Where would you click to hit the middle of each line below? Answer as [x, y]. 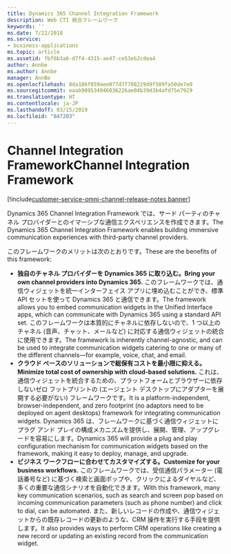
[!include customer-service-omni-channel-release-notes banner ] [99, 199]
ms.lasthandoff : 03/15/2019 [48, 110]
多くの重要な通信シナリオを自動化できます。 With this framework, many [119, 487]
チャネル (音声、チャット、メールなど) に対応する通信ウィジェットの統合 [121, 331]
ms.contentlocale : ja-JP [43, 104]
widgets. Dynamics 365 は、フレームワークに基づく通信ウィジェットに [118, 421]
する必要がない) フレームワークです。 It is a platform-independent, [117, 397]
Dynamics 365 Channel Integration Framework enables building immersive [113, 229]
